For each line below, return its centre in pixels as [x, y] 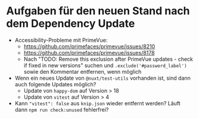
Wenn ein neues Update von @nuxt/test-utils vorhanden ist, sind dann [102, 78]
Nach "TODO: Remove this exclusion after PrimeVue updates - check [108, 59]
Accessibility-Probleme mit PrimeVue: [61, 40]
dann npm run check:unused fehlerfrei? [62, 109]
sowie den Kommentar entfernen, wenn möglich [83, 71]
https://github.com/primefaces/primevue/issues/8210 [89, 46]
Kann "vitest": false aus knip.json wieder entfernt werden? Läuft [97, 103]
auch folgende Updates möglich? [55, 84]
